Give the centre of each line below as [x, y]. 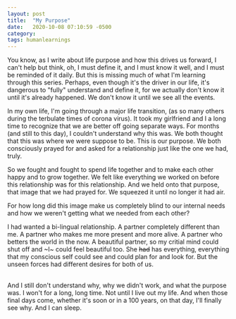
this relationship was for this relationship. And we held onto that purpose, [113, 184]
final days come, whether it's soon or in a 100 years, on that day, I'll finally [114, 301]
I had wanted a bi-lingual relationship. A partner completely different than [114, 227]
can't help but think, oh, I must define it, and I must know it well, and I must [116, 68]
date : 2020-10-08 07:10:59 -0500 [60, 27]
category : [22, 33]
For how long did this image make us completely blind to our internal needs [116, 206]
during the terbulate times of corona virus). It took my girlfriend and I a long [117, 119]
